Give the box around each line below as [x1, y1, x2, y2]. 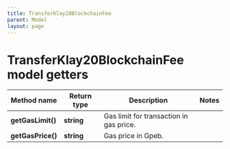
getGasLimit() [10, 116, 57, 125]
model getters [7, 66, 89, 82]
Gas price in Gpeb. [103, 131, 164, 141]
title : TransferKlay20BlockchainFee [7, 10, 112, 17]
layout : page [7, 23, 44, 29]
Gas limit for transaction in [103, 111, 188, 121]
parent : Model [7, 16, 48, 23]
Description [129, 96, 168, 105]
